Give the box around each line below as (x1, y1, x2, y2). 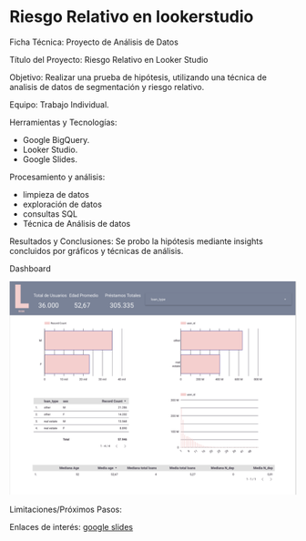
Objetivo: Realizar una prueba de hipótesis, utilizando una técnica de (9, 71, 267, 83)
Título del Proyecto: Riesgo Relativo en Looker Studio (9, 54, 209, 65)
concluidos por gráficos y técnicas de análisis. (9, 245, 184, 256)
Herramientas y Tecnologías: (9, 117, 117, 128)
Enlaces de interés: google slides (9, 521, 134, 532)
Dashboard (9, 262, 52, 274)
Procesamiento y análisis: (9, 171, 106, 182)
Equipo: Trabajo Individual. (9, 98, 109, 110)
